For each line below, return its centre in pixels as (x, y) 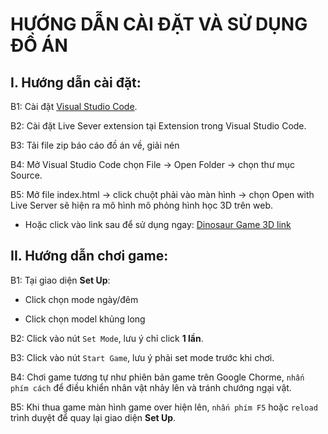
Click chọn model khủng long (85, 319)
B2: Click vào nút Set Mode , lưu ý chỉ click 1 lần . (107, 338)
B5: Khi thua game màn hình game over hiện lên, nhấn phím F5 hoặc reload (164, 407)
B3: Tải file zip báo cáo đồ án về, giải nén (95, 145)
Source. (26, 175)
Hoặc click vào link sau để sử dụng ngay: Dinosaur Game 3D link (158, 224)
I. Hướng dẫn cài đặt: (76, 82)
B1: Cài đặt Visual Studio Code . (74, 106)
